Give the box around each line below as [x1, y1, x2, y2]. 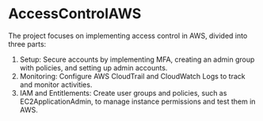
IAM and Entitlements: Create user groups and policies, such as [19, 88, 227, 97]
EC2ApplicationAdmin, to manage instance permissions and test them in [19, 96, 256, 106]
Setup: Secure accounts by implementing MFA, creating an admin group [19, 55, 255, 64]
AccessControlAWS [8, 5, 142, 23]
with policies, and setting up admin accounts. [19, 62, 168, 72]
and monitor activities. [19, 80, 93, 89]
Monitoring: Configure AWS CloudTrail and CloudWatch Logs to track [19, 71, 246, 81]
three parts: [8, 39, 47, 48]
